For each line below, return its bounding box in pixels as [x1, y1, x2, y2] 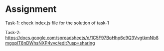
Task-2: [5, 29, 21, 35]
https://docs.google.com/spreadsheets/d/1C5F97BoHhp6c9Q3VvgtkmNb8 [5, 35, 159, 41]
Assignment [5, 3, 57, 15]
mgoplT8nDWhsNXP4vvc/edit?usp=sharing [5, 40, 95, 46]
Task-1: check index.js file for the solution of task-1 [5, 20, 109, 26]
